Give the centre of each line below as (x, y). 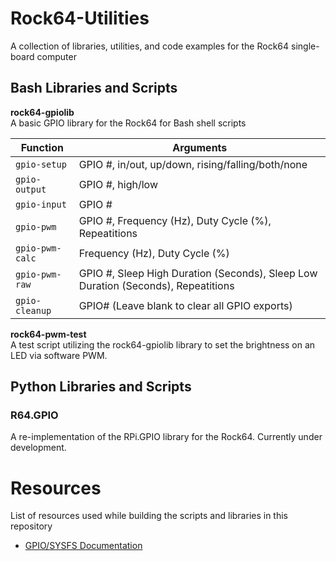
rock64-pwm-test (48, 334)
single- (305, 46)
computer (56, 56)
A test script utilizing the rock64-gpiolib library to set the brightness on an (163, 344)
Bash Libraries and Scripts (94, 88)
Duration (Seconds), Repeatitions (156, 285)
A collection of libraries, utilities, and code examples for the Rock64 (150, 46)
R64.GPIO (34, 415)
